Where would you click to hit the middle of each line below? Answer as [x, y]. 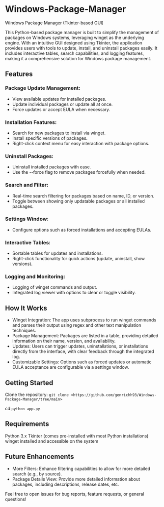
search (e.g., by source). [37, 474]
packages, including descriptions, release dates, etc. [66, 484]
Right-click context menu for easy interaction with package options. [81, 143]
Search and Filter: [27, 185]
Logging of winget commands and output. [55, 287]
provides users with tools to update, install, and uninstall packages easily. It [81, 48]
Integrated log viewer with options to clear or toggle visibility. [74, 293]
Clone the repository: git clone [37, 395]
